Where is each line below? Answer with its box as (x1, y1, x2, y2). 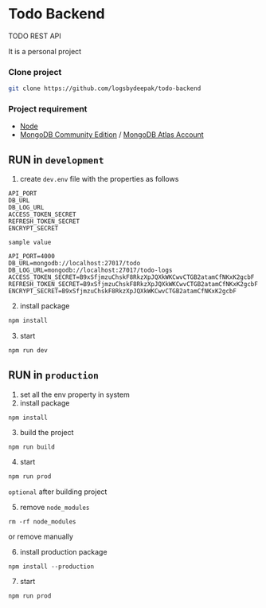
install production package (19, 547, 108, 556)
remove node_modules (19, 502, 90, 512)
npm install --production (8, 563, 94, 571)
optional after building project (8, 487, 108, 496)
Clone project (8, 66, 62, 77)
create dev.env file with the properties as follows (19, 175, 179, 184)
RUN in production (8, 368, 100, 382)
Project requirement (8, 104, 88, 115)
